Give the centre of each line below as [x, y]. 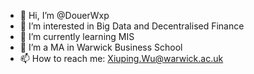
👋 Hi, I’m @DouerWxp [64, 15]
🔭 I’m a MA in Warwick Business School [101, 47]
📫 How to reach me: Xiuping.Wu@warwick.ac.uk [121, 58]
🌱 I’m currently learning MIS [77, 36]
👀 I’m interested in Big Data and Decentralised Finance [132, 26]
